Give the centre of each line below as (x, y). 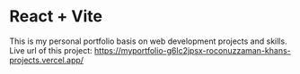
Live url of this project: (51, 50)
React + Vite (56, 16)
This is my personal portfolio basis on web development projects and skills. (148, 41)
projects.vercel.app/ (46, 60)
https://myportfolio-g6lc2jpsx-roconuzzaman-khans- (192, 50)
